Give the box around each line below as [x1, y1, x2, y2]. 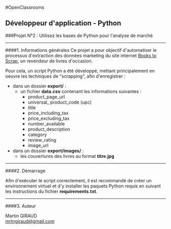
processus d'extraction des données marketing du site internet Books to [5, 52, 157, 58]
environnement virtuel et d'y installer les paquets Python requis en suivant [5, 183, 161, 189]
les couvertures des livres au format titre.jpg [20, 153, 115, 159]
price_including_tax [27, 110, 69, 116]
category [27, 132, 47, 138]
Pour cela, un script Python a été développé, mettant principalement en [5, 68, 155, 74]
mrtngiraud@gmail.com [5, 218, 55, 224]
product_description [27, 126, 70, 132]
